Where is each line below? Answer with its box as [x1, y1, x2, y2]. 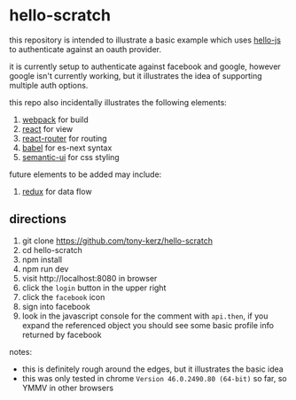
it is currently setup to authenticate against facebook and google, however [9, 61, 281, 72]
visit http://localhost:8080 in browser [21, 273, 158, 283]
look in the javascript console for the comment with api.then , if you [21, 311, 269, 321]
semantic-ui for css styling [21, 151, 120, 162]
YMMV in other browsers [21, 382, 113, 393]
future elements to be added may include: [9, 169, 162, 180]
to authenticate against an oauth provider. [9, 43, 162, 54]
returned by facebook [21, 329, 102, 340]
